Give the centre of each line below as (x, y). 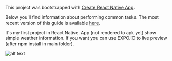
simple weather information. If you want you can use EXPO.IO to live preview (86, 38)
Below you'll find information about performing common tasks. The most (82, 17)
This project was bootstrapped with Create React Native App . (70, 7)
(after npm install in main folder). (40, 44)
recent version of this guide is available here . (53, 23)
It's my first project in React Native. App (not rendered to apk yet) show (81, 33)
